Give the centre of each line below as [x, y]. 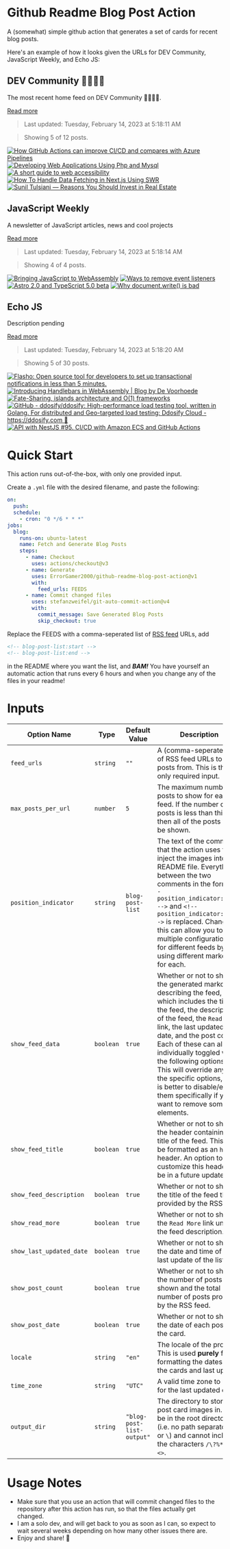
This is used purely [188, 1353]
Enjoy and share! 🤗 [43, 1538]
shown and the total [189, 1288]
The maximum [180, 787]
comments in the [184, 884]
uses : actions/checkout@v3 [70, 564]
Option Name [49, 734]
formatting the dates [190, 1361]
